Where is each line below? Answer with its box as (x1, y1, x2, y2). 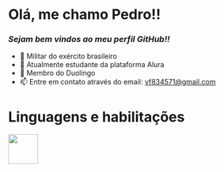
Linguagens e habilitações (8, 108, 185, 125)
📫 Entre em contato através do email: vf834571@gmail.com (19, 77, 216, 87)
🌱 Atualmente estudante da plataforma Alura (19, 60, 165, 69)
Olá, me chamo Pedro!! (8, 6, 161, 24)
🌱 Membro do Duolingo (19, 69, 96, 78)
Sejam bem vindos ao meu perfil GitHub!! (8, 34, 170, 45)
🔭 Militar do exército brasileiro (19, 51, 117, 61)
